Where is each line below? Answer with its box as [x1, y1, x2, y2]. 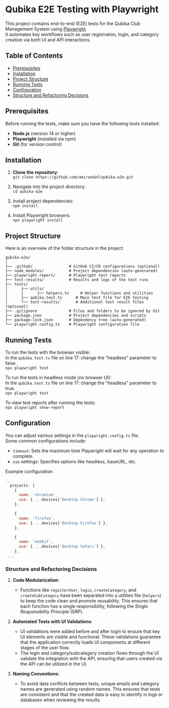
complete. [12, 453, 34, 459]
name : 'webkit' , [18, 539, 53, 544]
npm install [12, 203, 38, 208]
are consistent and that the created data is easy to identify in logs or [20, 692, 163, 698]
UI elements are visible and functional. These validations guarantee [20, 634, 161, 640]
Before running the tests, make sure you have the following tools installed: [5, 120, 160, 126]
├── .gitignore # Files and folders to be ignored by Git [5, 308, 160, 314]
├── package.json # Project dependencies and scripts [5, 313, 146, 318]
